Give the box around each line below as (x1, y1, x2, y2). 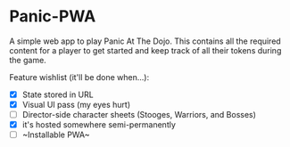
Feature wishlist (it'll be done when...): (9, 71, 150, 82)
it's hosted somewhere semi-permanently (21, 119, 177, 130)
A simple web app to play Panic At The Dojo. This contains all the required (9, 36, 281, 46)
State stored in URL (21, 89, 94, 100)
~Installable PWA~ (21, 129, 91, 140)
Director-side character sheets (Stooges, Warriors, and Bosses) (21, 110, 257, 120)
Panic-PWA (9, 6, 96, 27)
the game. (9, 54, 46, 65)
